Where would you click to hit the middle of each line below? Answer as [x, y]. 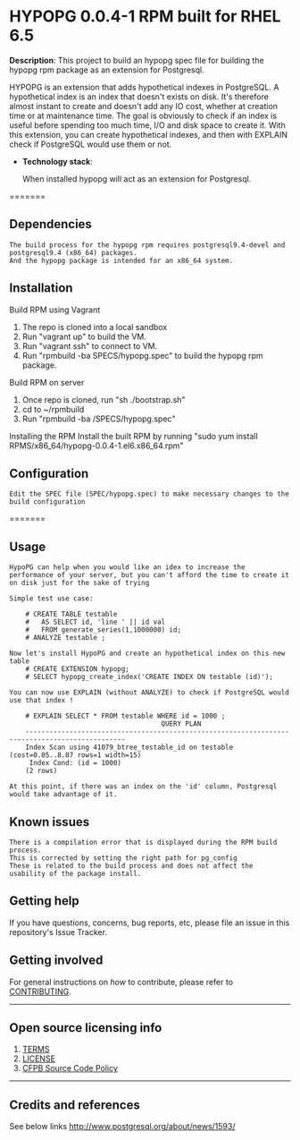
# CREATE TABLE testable [71, 615]
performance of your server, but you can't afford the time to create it [150, 575]
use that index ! [42, 701]
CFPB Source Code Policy [70, 1068]
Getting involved [56, 961]
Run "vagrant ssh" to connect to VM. [90, 345]
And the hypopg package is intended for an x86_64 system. [121, 260]
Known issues [50, 822]
